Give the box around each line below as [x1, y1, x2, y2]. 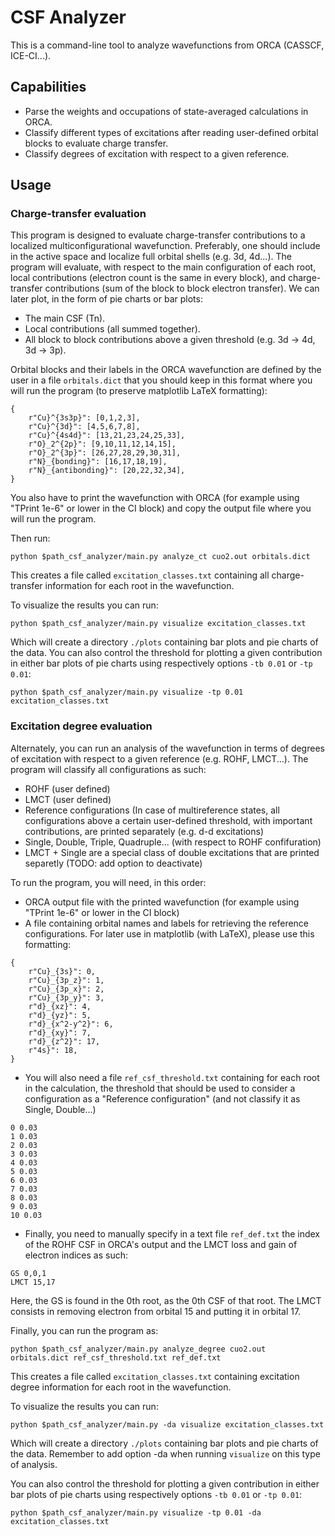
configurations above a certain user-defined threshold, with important [24, 814, 313, 826]
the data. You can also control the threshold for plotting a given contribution [10, 647, 323, 659]
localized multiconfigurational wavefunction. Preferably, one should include [10, 240, 321, 252]
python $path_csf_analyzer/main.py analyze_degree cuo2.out [10, 1344, 267, 1354]
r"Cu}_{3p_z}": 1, [28, 975, 105, 985]
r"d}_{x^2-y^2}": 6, [28, 1019, 114, 1029]
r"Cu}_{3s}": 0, [28, 966, 97, 976]
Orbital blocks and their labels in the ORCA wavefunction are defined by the [10, 364, 322, 376]
